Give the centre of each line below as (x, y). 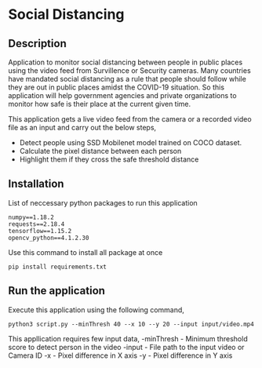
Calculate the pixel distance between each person (100, 151)
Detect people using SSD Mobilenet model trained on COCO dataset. (131, 142)
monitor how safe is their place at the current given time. (100, 104)
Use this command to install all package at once (86, 252)
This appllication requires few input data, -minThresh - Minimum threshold (128, 338)
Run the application (57, 291)
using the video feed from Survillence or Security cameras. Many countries (129, 71)
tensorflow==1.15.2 (40, 231)
